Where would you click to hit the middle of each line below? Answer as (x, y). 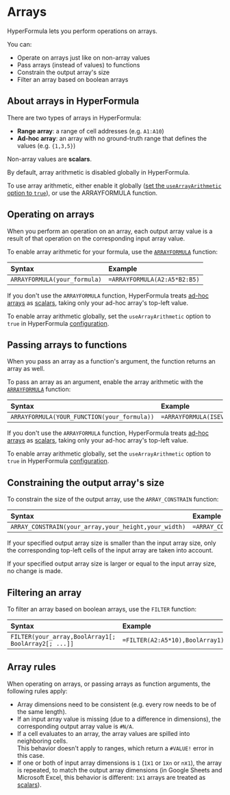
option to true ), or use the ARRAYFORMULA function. (82, 192)
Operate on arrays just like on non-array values (84, 57)
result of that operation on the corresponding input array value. (96, 238)
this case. (30, 755)
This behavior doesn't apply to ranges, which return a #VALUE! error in (115, 748)
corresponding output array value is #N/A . (75, 726)
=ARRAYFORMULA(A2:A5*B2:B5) (154, 279)
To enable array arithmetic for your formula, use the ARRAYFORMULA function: (112, 251)
